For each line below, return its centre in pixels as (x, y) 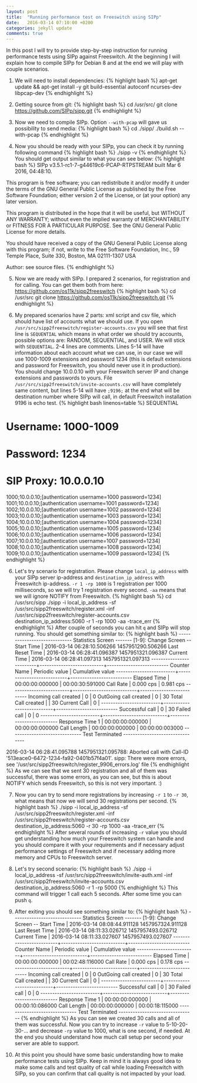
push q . (24, 900)
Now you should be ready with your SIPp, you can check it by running (99, 146)
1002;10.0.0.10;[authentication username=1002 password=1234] (84, 510)
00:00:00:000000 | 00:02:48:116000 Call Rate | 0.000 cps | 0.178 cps (99, 962)
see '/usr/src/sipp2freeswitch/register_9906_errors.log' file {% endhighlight (98, 764)
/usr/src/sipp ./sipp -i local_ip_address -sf (65, 603)
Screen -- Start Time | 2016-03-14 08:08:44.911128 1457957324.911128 (101, 924)
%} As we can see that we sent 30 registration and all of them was (87, 771)
